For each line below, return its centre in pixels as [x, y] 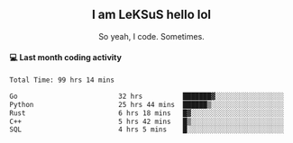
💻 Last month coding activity [65, 58]
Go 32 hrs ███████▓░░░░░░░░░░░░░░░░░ [146, 96]
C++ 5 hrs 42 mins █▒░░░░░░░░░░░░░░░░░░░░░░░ [146, 121]
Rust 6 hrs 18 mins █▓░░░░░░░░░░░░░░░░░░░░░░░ [146, 113]
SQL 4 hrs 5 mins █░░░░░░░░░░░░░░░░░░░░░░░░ [146, 130]
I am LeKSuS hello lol [151, 15]
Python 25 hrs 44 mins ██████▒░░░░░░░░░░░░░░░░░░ [146, 104]
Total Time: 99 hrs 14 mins [62, 80]
